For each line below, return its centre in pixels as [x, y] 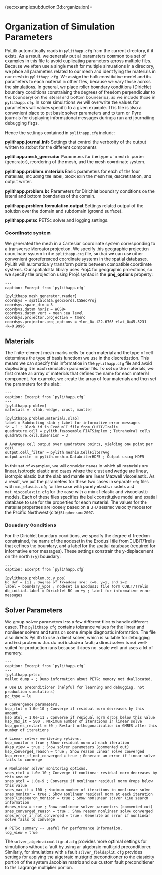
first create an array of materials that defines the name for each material [77, 374]
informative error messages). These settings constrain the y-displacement [79, 551]
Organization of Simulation [60, 27]
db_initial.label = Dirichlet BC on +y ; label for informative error [78, 591]
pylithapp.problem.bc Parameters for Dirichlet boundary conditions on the [80, 191]
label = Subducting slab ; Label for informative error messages [72, 423]
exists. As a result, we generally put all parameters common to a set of [75, 56]
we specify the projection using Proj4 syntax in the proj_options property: [79, 274]
